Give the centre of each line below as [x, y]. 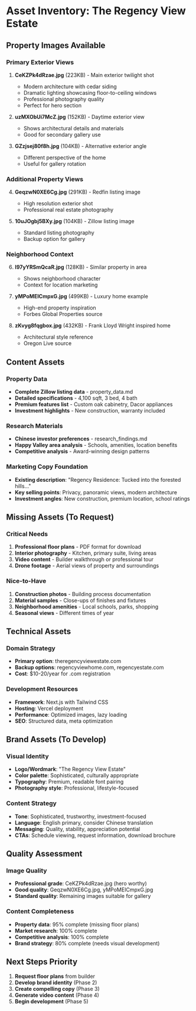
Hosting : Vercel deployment [49, 708]
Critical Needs [27, 534]
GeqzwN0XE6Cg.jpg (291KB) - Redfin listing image [77, 192]
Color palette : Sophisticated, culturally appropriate [76, 775]
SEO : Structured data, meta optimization [64, 721]
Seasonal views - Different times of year [64, 613]
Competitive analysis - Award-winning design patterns [82, 452]
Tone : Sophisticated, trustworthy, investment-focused [80, 816]
